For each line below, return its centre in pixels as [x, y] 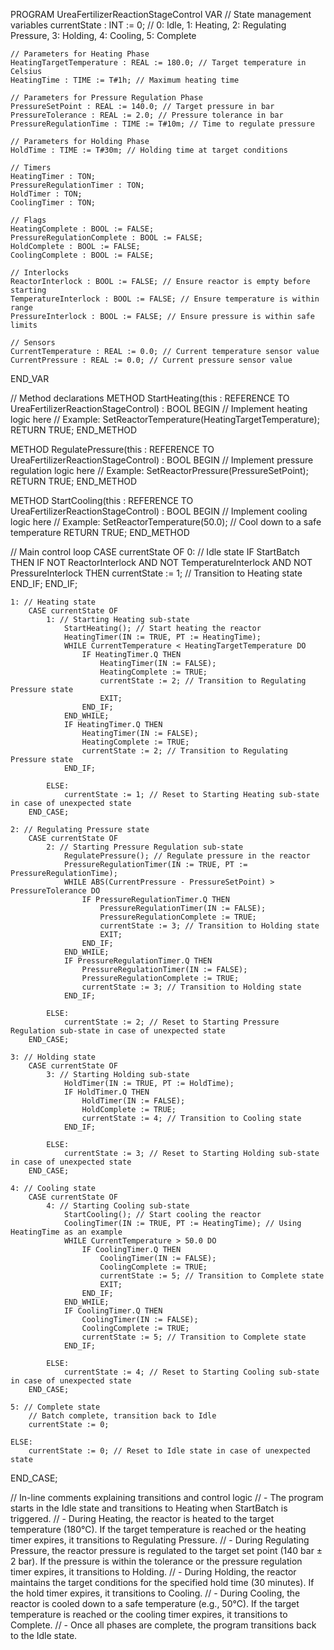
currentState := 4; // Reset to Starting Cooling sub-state [191, 1372]
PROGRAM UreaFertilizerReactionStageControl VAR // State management [161, 14]
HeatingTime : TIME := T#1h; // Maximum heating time [125, 80]
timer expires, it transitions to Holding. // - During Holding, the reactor [153, 1572]
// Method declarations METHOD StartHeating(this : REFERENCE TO [150, 398]
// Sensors [33, 343]
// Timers [31, 168]
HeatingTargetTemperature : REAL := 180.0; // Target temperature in [158, 63]
